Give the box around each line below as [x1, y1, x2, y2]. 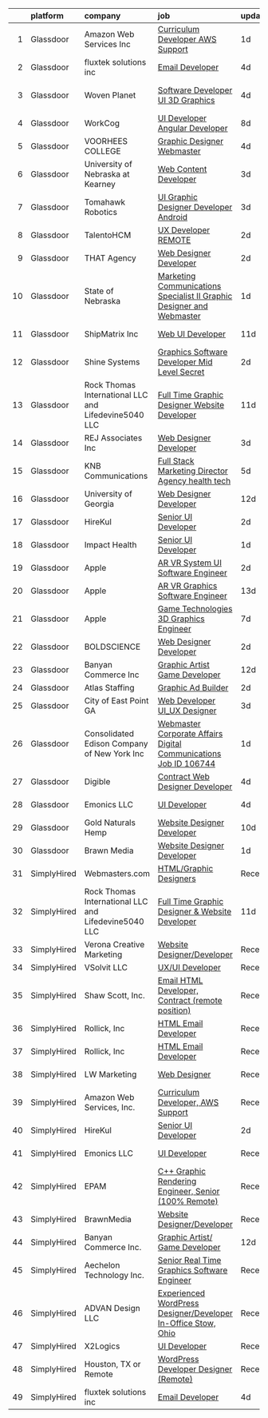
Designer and [157, 301, 209, 311]
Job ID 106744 [157, 759, 216, 769]
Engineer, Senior [157, 1186, 220, 1197]
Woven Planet [84, 90, 136, 101]
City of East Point [84, 695, 149, 706]
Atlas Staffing [84, 683, 135, 693]
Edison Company [84, 739, 148, 749]
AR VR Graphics [157, 580, 218, 591]
